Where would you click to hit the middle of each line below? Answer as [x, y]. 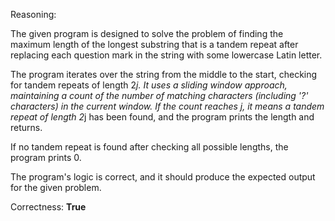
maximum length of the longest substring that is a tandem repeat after [154, 44]
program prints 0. [46, 157]
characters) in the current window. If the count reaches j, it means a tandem [167, 106]
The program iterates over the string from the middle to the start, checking [164, 74]
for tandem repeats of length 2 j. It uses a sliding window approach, [149, 85]
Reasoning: [33, 14]
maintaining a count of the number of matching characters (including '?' [159, 95]
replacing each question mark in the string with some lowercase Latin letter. [166, 55]
